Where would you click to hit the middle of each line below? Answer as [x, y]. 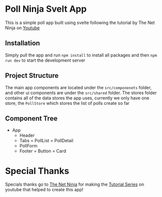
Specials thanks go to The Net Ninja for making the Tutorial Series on [75, 184]
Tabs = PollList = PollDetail [46, 141]
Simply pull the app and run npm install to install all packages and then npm [81, 55]
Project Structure [32, 76]
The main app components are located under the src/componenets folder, [78, 87]
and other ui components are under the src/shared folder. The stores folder [81, 93]
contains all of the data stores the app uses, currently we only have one [77, 98]
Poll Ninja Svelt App [46, 9]
